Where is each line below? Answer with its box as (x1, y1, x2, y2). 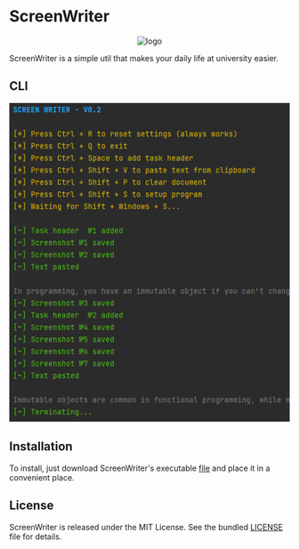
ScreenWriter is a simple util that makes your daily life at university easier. (9, 52, 279, 63)
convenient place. (9, 472, 75, 482)
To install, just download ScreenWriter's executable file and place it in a (9, 463, 271, 473)
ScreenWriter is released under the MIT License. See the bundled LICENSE (9, 521, 283, 532)
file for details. (9, 531, 62, 542)
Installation (9, 439, 73, 455)
